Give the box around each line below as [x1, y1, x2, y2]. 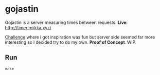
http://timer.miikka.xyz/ [5, 24, 52, 30]
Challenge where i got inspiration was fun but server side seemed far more [5, 34, 155, 40]
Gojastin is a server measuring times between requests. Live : [5, 19, 128, 25]
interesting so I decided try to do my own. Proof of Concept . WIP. [5, 39, 137, 45]
